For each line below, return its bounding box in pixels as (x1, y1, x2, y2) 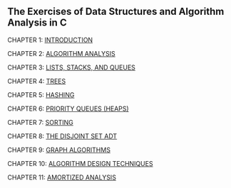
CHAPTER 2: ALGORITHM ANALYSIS (7, 49, 115, 57)
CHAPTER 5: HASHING (7, 90, 75, 99)
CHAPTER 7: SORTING (7, 118, 73, 126)
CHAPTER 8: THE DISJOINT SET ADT (7, 131, 118, 140)
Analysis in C (7, 17, 67, 29)
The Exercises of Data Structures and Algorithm (7, 6, 225, 18)
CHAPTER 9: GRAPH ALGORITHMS (7, 145, 111, 154)
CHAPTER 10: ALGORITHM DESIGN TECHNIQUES (7, 159, 153, 167)
